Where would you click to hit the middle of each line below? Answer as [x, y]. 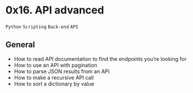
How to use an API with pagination [55, 65]
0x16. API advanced [55, 10]
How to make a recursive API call [54, 77]
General [21, 45]
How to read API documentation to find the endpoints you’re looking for [100, 58]
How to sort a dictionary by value [54, 84]
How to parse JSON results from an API [62, 71]
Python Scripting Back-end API [42, 27]
